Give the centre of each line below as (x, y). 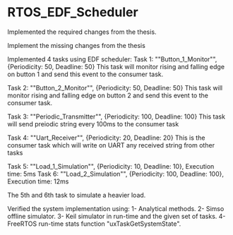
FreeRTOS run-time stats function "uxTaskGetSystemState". (94, 224)
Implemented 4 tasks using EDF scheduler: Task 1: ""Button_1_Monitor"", (112, 59)
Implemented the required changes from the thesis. (82, 32)
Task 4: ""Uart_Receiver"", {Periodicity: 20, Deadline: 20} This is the (106, 138)
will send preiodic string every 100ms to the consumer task (93, 123)
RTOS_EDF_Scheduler (73, 12)
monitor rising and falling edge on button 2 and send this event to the (108, 95)
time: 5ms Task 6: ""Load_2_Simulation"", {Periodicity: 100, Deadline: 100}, (116, 174)
